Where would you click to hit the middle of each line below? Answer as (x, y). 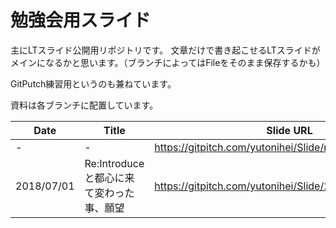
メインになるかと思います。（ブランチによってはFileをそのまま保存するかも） (168, 62)
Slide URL (289, 130)
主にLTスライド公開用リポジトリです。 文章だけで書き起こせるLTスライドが (165, 50)
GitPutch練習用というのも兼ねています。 (93, 83)
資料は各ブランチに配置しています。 (84, 105)
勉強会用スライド (81, 20)
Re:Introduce (114, 163)
